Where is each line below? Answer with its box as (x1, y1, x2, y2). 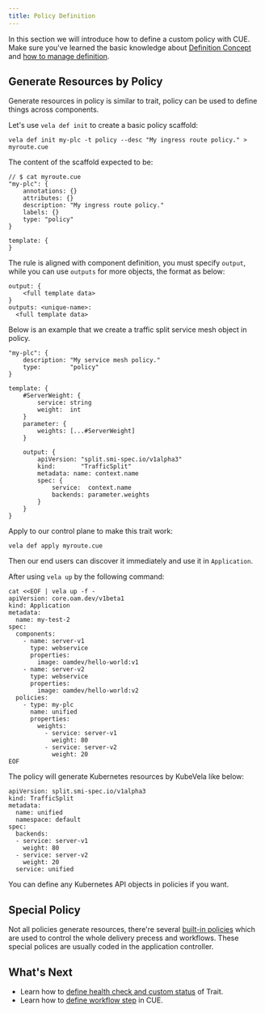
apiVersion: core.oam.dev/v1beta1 (8, 594, 125, 603)
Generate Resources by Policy (8, 74, 163, 89)
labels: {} (23, 208, 60, 217)
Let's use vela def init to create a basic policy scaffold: (8, 121, 199, 130)
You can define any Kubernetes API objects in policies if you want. (8, 879, 229, 889)
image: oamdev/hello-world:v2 (37, 687, 139, 695)
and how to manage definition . (8, 51, 110, 61)
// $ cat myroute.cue (8, 173, 82, 181)
